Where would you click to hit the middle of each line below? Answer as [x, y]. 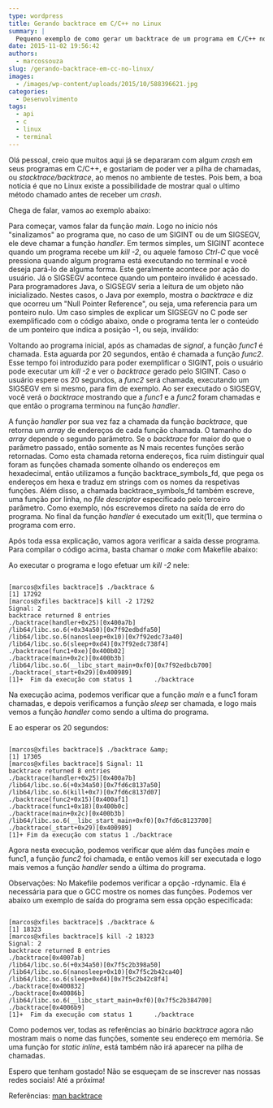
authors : [23, 54]
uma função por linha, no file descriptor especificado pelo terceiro [119, 499]
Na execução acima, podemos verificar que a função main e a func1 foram [133, 695]
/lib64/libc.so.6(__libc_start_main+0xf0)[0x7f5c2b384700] [110, 1000]
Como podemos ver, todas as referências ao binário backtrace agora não [131, 1029]
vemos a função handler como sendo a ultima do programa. [109, 712]
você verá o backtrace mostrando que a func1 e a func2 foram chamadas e [134, 397]
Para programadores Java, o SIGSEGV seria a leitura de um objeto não [126, 286]
